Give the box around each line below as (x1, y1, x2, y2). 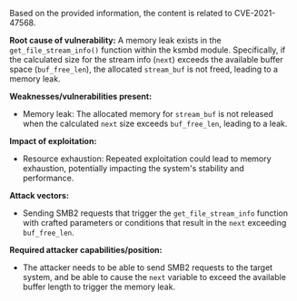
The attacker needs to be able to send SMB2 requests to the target (22, 262, 273, 273)
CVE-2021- (234, 8, 276, 18)
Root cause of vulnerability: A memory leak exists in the (9, 35, 222, 45)
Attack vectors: (9, 190, 70, 200)
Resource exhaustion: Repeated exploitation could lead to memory (22, 153, 272, 164)
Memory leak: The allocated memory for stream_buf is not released (22, 109, 274, 119)
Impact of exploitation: (9, 136, 97, 146)
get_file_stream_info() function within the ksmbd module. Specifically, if (9, 44, 286, 55)
